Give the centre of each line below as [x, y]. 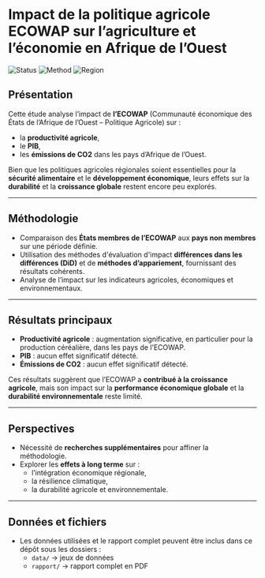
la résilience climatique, [69, 481]
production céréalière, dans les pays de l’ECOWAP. [103, 347]
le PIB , [30, 146]
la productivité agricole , [60, 137]
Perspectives [41, 428]
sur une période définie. [59, 246]
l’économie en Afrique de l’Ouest [118, 48]
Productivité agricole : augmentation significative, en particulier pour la [136, 339]
